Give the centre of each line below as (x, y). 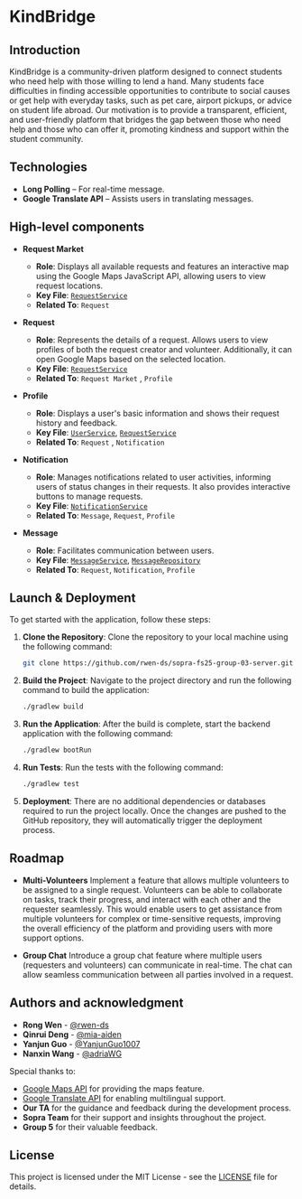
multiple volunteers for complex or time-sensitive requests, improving (151, 918)
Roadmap (37, 859)
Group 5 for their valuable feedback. (90, 1127)
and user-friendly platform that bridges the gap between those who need (145, 120)
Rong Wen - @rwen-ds (66, 1025)
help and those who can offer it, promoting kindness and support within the (149, 129)
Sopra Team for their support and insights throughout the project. (144, 1117)
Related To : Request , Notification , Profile (115, 569)
